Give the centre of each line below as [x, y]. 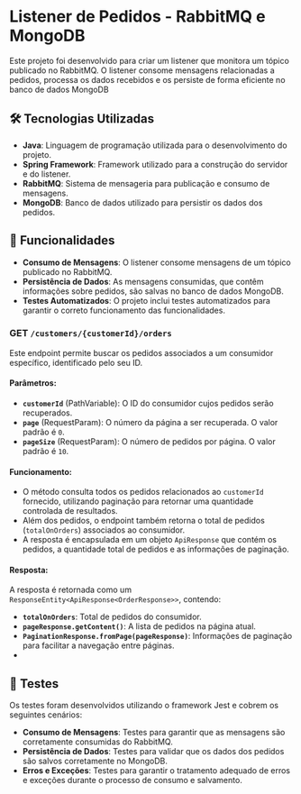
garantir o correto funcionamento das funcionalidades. [123, 310]
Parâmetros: [33, 383]
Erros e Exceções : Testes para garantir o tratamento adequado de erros [156, 771]
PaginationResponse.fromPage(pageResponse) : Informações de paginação [157, 636]
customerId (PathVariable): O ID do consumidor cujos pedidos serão [148, 404]
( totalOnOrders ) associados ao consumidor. [104, 530]
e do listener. [46, 174]
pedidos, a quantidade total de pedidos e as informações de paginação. [156, 549]
